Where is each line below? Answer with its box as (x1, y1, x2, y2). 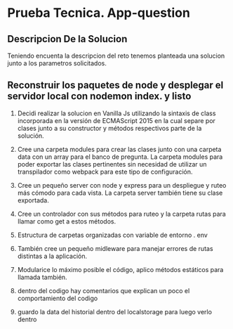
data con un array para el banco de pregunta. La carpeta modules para (17, 153, 223, 161)
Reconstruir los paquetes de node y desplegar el (7, 79, 224, 91)
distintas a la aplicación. (17, 252, 88, 260)
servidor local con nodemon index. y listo (7, 90, 192, 103)
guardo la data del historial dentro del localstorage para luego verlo (17, 307, 213, 316)
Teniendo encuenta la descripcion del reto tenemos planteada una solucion (7, 51, 225, 60)
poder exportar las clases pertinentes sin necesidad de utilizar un (17, 160, 207, 168)
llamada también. (17, 273, 68, 281)
